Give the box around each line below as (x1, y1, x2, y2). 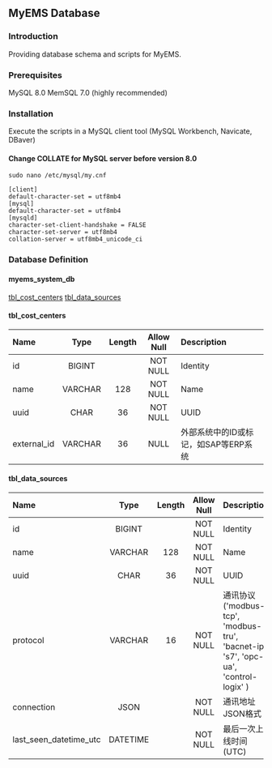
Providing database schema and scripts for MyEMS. (8, 49, 182, 59)
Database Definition (8, 254, 89, 266)
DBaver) (8, 135, 36, 145)
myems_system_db (8, 275, 75, 284)
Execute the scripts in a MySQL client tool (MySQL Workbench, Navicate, (8, 126, 253, 136)
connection (12, 702, 56, 713)
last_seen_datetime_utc (12, 734, 101, 745)
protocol (12, 635, 45, 646)
